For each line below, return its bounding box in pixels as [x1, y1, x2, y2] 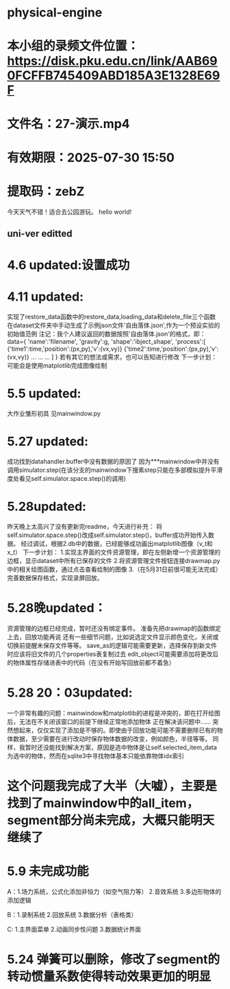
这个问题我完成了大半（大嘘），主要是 [7, 779, 218, 794]
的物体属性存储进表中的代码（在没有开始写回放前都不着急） [7, 658, 175, 666]
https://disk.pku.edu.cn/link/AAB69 [7, 53, 218, 69]
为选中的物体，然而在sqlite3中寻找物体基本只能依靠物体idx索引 [7, 751, 185, 760]
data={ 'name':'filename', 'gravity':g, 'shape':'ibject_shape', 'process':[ [7, 338, 206, 346]
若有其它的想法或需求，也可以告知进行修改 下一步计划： [59, 353, 218, 361]
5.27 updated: [7, 434, 89, 449]
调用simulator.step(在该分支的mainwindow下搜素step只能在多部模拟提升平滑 [7, 466, 223, 474]
